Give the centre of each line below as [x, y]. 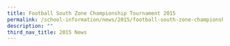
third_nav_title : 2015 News [47, 32]
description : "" [30, 26]
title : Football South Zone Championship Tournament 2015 [91, 13]
